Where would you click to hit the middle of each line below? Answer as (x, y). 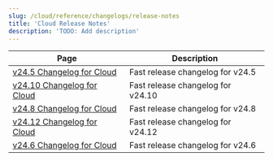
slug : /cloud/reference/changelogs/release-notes (94, 16)
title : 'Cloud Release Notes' (60, 24)
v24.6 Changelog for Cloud (65, 146)
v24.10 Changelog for (55, 85)
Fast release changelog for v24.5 (193, 72)
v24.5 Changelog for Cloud (65, 72)
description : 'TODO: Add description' (74, 31)
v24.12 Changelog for (55, 122)
